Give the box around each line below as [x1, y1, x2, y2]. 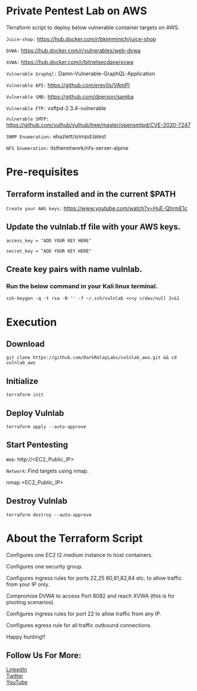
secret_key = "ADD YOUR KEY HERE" [6, 248, 92, 254]
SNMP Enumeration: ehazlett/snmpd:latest [6, 133, 107, 140]
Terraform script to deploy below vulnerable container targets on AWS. [6, 24, 180, 31]
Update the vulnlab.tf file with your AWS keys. [6, 222, 181, 232]
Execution [6, 315, 57, 329]
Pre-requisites [6, 165, 79, 179]
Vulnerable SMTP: [6, 116, 49, 122]
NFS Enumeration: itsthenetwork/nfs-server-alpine [6, 144, 129, 151]
